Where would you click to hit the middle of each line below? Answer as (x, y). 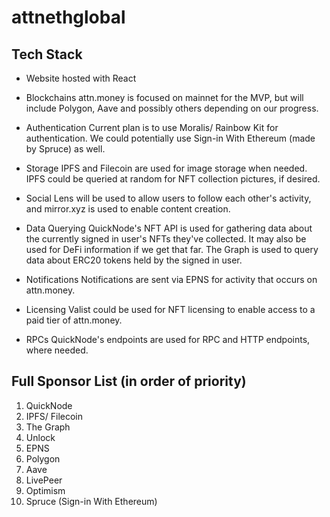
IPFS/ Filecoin (54, 416)
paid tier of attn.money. (74, 320)
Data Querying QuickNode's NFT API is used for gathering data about (169, 228)
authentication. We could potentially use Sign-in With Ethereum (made (170, 138)
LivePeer (44, 480)
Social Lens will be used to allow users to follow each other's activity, (168, 198)
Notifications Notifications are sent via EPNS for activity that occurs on (171, 279)
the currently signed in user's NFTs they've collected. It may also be (166, 239)
